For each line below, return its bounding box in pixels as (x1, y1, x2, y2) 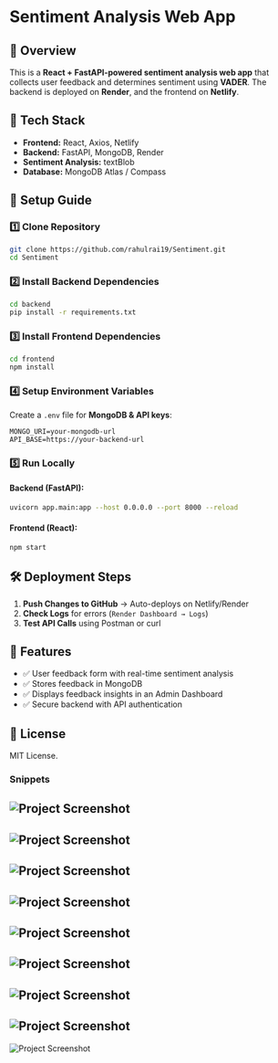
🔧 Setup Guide (9, 193, 93, 208)
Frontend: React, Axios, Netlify (22, 137, 139, 148)
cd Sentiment (9, 253, 59, 262)
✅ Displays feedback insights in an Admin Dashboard (22, 689, 223, 700)
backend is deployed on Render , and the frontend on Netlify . (9, 87, 240, 97)
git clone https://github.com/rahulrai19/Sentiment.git (9, 245, 226, 254)
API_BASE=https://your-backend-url (9, 435, 145, 444)
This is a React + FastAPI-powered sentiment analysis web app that (9, 67, 270, 78)
